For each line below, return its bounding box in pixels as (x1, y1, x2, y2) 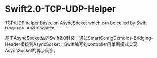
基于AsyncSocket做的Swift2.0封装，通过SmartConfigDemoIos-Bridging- (5, 35, 153, 41)
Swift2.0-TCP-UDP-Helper (5, 3, 116, 15)
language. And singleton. (5, 25, 56, 30)
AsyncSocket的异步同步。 (5, 47, 58, 53)
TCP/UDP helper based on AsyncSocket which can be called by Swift (5, 20, 147, 26)
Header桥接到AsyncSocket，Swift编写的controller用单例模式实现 (5, 41, 138, 47)
